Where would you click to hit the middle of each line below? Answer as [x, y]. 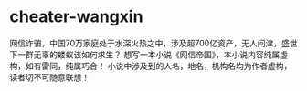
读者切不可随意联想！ [49, 77]
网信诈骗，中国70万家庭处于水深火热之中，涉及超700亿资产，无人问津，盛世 [153, 43]
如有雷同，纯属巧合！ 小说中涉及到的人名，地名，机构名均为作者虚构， [159, 66]
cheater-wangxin [76, 17]
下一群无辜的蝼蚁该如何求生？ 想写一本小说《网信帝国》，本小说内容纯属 [145, 54]
